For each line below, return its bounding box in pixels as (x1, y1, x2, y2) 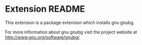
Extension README (5, 3, 85, 15)
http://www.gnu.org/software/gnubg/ (5, 34, 80, 40)
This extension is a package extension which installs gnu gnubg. (5, 20, 135, 25)
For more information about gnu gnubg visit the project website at (5, 29, 138, 35)
